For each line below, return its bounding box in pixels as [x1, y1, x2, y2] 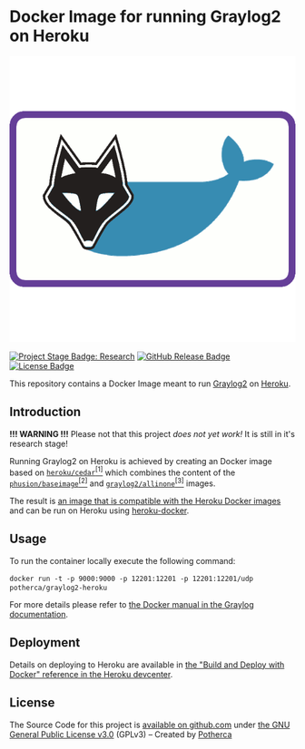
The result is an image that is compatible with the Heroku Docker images [9, 496, 281, 507]
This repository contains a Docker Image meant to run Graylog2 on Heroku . [9, 378, 291, 389]
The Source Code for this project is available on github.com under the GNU [9, 719, 290, 730]
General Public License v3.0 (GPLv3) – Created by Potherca [9, 728, 232, 740]
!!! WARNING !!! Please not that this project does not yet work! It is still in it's [9, 428, 295, 439]
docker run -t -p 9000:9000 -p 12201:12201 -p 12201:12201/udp [9, 574, 254, 583]
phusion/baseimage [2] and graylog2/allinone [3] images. [9, 476, 216, 489]
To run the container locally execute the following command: [9, 555, 236, 566]
